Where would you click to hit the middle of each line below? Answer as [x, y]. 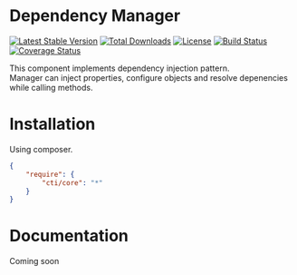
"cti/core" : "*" [72, 182]
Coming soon [34, 261]
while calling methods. [51, 87]
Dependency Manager [95, 16]
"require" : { [50, 174]
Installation [53, 124]
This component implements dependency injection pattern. [120, 68]
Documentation [69, 236]
